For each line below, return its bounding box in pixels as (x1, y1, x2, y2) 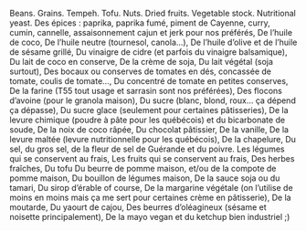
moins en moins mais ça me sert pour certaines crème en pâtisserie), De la (9, 192, 291, 203)
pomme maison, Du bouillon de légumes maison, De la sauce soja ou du (9, 173, 280, 184)
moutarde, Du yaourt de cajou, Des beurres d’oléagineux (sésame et (9, 202, 267, 213)
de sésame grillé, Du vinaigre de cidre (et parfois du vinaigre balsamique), (9, 47, 288, 58)
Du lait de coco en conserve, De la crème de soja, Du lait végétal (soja (9, 57, 274, 67)
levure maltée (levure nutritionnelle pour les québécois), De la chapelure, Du (9, 134, 297, 144)
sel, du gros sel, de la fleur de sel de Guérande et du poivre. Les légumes (9, 143, 285, 154)
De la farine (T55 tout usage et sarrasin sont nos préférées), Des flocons (9, 86, 283, 96)
